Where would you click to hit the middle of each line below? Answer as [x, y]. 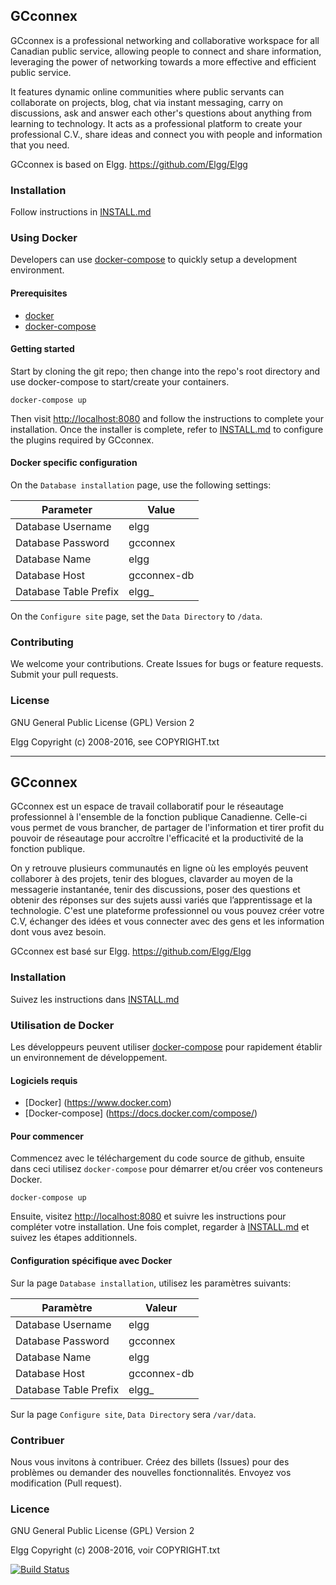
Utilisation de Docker [62, 1025]
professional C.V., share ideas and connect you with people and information [166, 134]
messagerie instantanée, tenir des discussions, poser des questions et [155, 890]
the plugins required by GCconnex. [82, 440]
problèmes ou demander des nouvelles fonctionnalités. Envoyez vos [151, 1472]
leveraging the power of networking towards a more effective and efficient [163, 61]
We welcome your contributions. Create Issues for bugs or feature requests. [167, 664]
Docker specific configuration [74, 463]
